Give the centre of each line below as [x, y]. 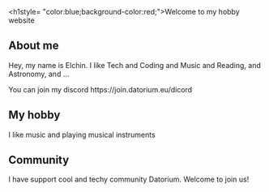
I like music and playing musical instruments [82, 134]
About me [34, 46]
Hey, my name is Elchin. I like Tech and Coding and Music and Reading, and [134, 65]
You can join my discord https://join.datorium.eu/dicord [100, 89]
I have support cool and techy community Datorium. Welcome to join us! [129, 179]
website [21, 20]
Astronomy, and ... [39, 74]
